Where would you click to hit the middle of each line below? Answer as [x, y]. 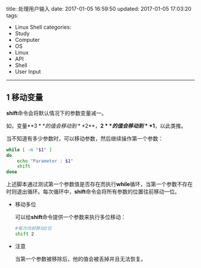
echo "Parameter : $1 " [45, 161]
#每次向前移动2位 [33, 229]
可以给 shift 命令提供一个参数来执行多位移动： [71, 217]
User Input [28, 71]
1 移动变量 [25, 98]
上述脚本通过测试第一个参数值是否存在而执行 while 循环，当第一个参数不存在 [100, 184]
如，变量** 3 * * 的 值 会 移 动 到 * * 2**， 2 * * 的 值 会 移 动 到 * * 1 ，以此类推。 [96, 126]
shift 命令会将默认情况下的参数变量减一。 [57, 113]
